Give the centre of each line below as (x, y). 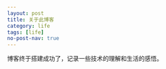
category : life (29, 26)
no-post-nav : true (33, 39)
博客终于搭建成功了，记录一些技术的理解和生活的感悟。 (85, 59)
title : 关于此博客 (31, 20)
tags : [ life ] (26, 32)
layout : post (26, 13)
